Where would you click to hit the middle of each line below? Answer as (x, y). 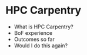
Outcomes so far (34, 39)
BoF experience (33, 33)
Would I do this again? (41, 46)
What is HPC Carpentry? (44, 27)
